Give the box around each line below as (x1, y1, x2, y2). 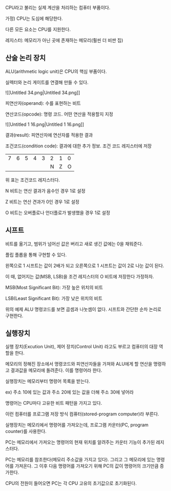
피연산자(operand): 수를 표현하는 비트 (5, 100, 81, 106)
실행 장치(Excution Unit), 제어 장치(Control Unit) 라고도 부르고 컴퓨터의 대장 (5, 344, 158, 350)
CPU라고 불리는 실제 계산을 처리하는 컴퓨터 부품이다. (5, 5, 111, 10)
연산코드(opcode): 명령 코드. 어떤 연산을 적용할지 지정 (5, 111, 114, 117)
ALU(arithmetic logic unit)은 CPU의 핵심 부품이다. (5, 68, 107, 74)
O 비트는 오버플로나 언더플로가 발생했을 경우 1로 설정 (5, 210, 111, 216)
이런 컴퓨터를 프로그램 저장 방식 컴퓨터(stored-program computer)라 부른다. (5, 411, 160, 417)
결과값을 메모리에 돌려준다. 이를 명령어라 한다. (10, 367, 102, 373)
